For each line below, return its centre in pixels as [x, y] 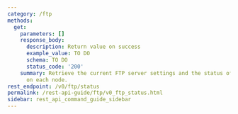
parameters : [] [42, 34]
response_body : [42, 40]
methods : [20, 21]
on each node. [47, 80]
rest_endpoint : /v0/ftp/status [53, 86]
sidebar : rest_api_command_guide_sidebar [69, 100]
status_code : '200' [55, 67]
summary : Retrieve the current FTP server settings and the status [121, 73]
